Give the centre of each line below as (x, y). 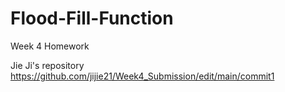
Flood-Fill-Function (92, 18)
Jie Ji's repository (47, 65)
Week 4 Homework (50, 46)
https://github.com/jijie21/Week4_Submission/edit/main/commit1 (142, 76)
